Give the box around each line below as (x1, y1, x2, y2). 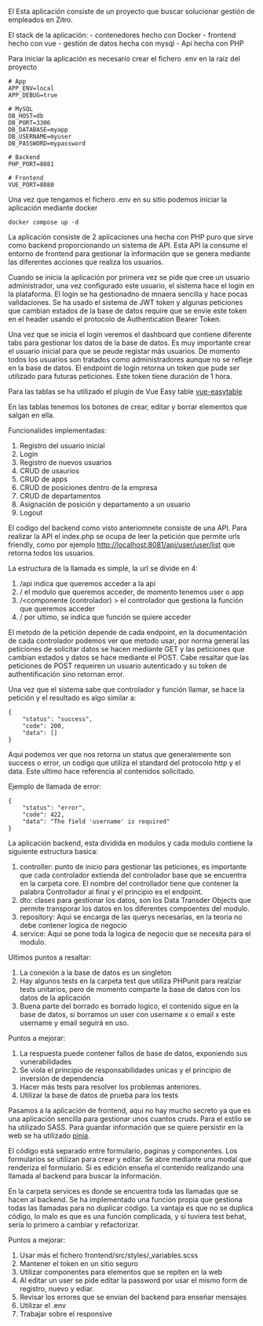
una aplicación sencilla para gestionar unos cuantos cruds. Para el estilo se (8, 1114, 252, 1124)
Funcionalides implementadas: (8, 425, 107, 435)
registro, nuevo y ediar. (19, 1284, 94, 1293)
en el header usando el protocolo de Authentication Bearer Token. (8, 314, 221, 324)
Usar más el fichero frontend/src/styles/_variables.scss (19, 1250, 199, 1260)
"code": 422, (22, 811, 65, 819)
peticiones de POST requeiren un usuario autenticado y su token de (8, 661, 228, 670)
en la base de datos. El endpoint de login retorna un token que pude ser (8, 363, 240, 373)
